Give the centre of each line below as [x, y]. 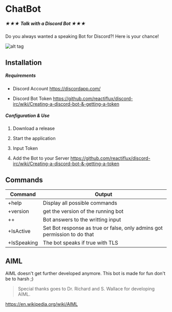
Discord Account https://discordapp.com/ [57, 88]
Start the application [34, 139]
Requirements [20, 75]
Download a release [34, 128]
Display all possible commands [80, 203]
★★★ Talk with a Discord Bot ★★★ [46, 23]
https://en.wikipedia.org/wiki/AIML [42, 304]
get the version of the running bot [83, 211]
